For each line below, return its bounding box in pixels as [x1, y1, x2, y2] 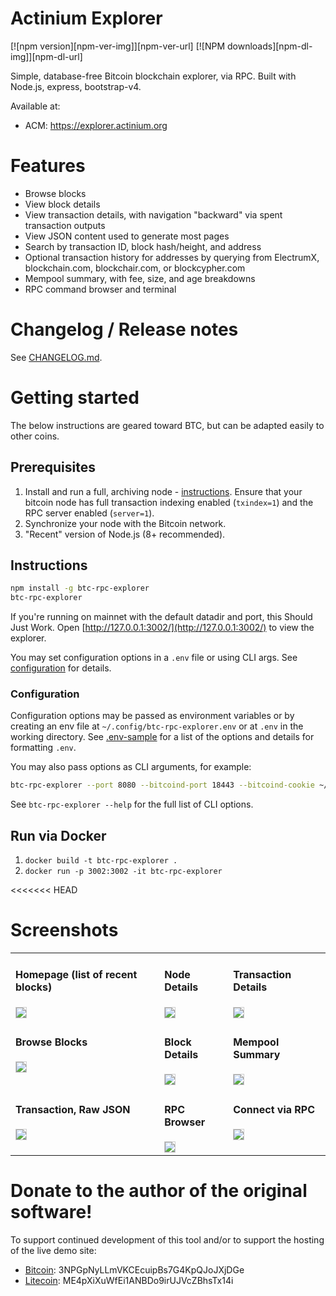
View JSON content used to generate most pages [24, 230, 230, 242]
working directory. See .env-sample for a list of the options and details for [10, 731, 315, 743]
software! [10, 1201, 93, 1224]
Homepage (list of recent [15, 968, 138, 982]
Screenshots [10, 919, 119, 942]
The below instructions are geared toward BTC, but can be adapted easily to [10, 419, 325, 431]
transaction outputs [24, 219, 106, 231]
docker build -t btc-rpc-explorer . [24, 856, 178, 866]
